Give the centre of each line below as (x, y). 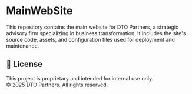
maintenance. (23, 46)
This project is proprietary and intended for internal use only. (80, 78)
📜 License (24, 64)
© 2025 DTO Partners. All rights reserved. (57, 85)
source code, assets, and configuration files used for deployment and (91, 39)
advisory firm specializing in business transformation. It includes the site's (96, 33)
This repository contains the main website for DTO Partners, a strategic (92, 27)
